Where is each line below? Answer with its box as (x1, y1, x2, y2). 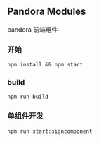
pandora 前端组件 (7, 25, 58, 34)
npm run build (7, 93, 49, 101)
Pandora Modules (7, 6, 86, 18)
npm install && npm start (7, 61, 83, 69)
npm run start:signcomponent (7, 127, 93, 135)
